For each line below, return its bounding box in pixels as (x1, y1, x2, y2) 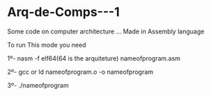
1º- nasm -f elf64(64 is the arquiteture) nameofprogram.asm (7, 54, 181, 63)
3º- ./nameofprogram (7, 81, 69, 89)
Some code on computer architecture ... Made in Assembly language (7, 27, 205, 35)
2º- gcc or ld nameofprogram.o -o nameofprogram (7, 67, 154, 76)
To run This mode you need (7, 40, 86, 49)
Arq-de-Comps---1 (7, 4, 120, 20)
